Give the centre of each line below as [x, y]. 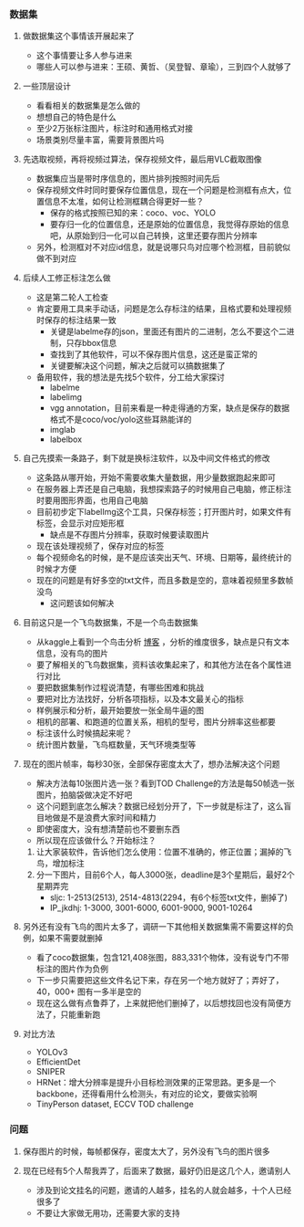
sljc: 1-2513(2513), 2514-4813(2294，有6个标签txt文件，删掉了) [169, 897]
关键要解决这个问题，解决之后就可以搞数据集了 [137, 366]
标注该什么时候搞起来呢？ [84, 733]
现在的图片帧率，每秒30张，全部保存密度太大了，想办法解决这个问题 [151, 764]
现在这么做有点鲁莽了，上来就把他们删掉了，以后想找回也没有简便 [160, 1003]
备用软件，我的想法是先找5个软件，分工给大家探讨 [130, 377]
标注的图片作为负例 [72, 969]
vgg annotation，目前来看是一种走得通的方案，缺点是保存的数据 [170, 408]
